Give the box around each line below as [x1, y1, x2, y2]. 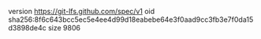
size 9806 [47, 23, 81, 32]
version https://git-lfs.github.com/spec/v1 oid [8, 7, 155, 16]
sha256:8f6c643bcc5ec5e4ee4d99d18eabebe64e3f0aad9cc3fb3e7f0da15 [8, 15, 254, 24]
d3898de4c [8, 23, 47, 32]
